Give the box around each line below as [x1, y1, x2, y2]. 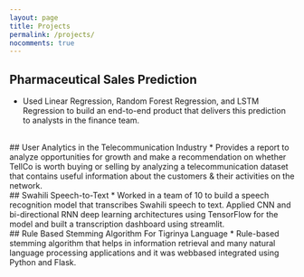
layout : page [9, 13, 59, 23]
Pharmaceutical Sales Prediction [9, 71, 197, 87]
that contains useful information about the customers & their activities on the [9, 171, 295, 181]
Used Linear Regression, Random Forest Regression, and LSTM [22, 96, 260, 106]
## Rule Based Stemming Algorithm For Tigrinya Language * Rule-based [9, 228, 280, 239]
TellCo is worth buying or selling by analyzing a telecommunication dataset [9, 162, 289, 172]
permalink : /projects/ [9, 30, 95, 39]
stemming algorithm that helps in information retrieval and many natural [9, 238, 276, 249]
